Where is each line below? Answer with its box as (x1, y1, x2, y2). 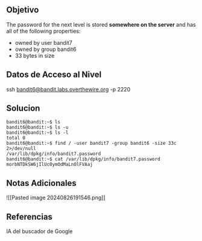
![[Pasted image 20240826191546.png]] (6, 194, 106, 202)
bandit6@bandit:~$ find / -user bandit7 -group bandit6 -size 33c (6, 140, 177, 147)
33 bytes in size (14, 51, 55, 59)
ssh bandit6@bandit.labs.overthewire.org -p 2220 (6, 85, 131, 93)
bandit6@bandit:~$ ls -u (6, 124, 69, 131)
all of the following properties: (6, 27, 81, 35)
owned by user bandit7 (14, 39, 72, 46)
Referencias (6, 211, 53, 222)
